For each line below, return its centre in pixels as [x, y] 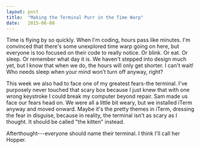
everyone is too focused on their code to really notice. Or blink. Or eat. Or [97, 53]
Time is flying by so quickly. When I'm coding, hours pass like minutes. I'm [98, 40]
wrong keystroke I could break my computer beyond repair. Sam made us [97, 96]
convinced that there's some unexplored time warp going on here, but [93, 46]
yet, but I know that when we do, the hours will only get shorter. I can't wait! [100, 65]
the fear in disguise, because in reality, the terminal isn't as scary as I [92, 115]
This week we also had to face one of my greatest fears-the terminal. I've [97, 84]
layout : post [23, 12]
